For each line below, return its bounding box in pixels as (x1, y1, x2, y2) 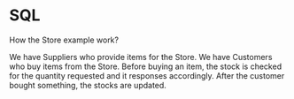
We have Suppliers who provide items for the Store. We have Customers (9, 51, 273, 62)
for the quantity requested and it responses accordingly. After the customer (9, 70, 285, 80)
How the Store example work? (9, 34, 120, 45)
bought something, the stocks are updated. (9, 80, 166, 90)
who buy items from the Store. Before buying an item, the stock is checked (9, 61, 282, 72)
